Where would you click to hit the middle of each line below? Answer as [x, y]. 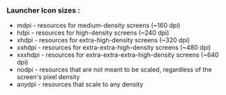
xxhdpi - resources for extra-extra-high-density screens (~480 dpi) [114, 48]
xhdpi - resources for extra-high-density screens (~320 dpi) [103, 40]
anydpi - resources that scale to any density [80, 85]
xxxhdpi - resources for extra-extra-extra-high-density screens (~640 [118, 55]
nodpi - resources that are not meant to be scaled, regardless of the [114, 70]
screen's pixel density [48, 77]
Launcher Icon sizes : [44, 10]
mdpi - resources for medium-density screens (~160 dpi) [98, 26]
